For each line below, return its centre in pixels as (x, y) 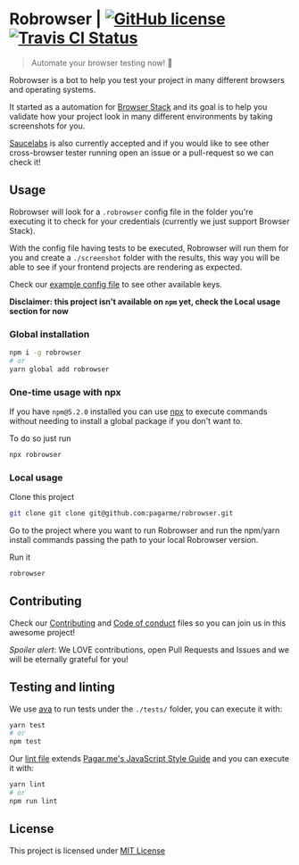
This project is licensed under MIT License (87, 850)
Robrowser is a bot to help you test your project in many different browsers (147, 79)
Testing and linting (62, 687)
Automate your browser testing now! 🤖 (102, 62)
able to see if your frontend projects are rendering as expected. (126, 267)
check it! (25, 162)
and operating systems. (53, 89)
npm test (25, 742)
